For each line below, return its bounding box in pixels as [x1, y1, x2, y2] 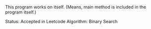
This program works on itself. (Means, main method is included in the [5, 4, 147, 10]
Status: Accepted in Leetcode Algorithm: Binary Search [5, 19, 118, 24]
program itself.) [5, 9, 37, 15]
